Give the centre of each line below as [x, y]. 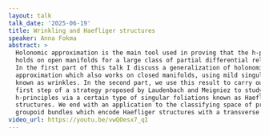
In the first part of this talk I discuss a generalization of [123, 68]
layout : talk [30, 16]
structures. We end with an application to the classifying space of [134, 105]
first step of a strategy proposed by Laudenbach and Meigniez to [128, 90]
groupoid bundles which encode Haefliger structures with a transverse [138, 113]
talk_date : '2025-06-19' [50, 23]
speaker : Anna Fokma [43, 38]
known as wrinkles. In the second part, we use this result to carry [134, 82]
